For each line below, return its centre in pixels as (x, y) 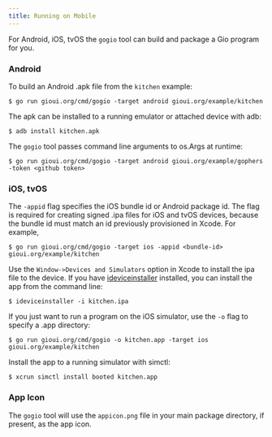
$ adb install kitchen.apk (54, 131)
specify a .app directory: (50, 325)
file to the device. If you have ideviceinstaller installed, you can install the (131, 278)
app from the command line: (56, 287)
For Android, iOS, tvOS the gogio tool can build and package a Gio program (134, 39)
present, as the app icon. (50, 424)
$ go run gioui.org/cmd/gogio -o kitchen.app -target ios (108, 340)
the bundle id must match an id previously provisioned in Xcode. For (122, 223)
